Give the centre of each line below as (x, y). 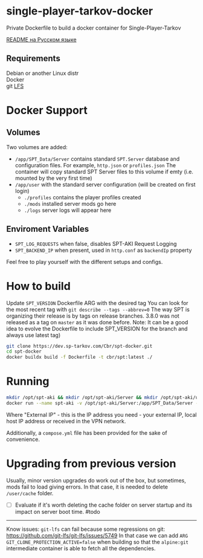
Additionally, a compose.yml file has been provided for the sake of (87, 432)
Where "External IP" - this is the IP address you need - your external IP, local (101, 414)
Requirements (33, 59)
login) (22, 191)
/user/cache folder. (30, 493)
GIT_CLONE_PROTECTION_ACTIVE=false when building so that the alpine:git (98, 542)
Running (28, 381)
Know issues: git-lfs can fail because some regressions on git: (85, 529)
